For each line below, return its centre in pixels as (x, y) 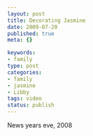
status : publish (31, 105)
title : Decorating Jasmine (46, 20)
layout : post (26, 14)
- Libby (19, 92)
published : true (31, 33)
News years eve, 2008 (40, 125)
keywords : (22, 53)
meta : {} (20, 40)
